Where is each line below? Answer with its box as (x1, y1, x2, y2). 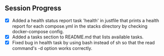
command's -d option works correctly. (12, 45, 92, 51)
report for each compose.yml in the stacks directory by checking (12, 23, 148, 29)
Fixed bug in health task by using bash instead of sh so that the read (12, 39, 155, 45)
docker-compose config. (12, 28, 64, 34)
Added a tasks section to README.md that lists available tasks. (12, 34, 144, 40)
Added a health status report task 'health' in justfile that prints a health (12, 17, 159, 23)
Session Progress (5, 4, 62, 13)
